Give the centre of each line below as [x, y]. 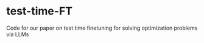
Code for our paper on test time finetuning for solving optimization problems [102, 28]
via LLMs [18, 34]
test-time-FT [40, 11]
